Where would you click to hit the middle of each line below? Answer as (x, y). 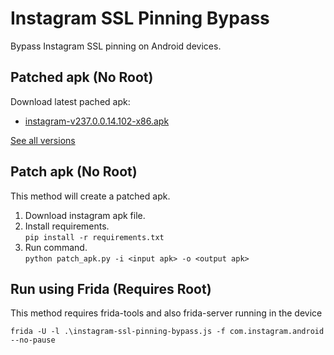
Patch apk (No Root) (74, 172)
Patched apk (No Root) (82, 77)
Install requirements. (67, 226)
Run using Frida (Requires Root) (111, 288)
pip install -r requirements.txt (94, 237)
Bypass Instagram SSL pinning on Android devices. (116, 46)
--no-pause (33, 340)
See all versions (43, 140)
